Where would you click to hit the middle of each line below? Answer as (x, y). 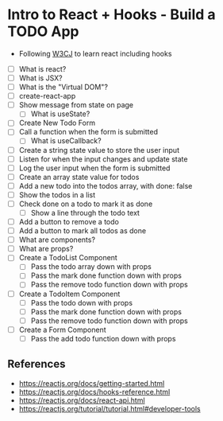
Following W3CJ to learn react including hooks (95, 53)
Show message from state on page (76, 105)
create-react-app (47, 96)
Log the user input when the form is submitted (94, 168)
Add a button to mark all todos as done (83, 231)
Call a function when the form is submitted (88, 132)
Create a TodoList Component (68, 258)
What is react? (42, 68)
